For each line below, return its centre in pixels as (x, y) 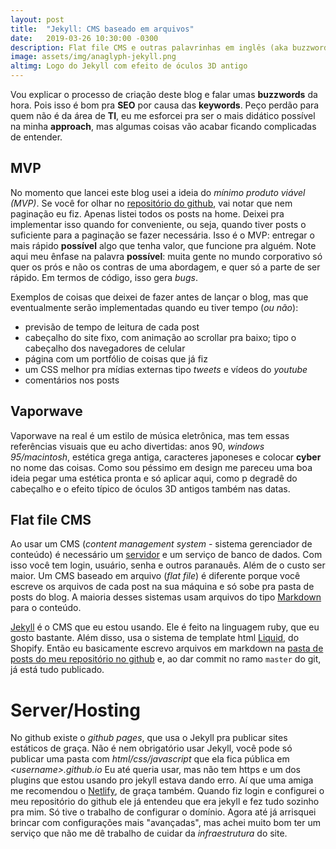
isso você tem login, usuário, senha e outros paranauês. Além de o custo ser (168, 565)
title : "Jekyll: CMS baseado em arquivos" (102, 29)
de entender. (36, 137)
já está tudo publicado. (57, 670)
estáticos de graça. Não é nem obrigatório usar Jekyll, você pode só (151, 748)
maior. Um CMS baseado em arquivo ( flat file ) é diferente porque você (155, 576)
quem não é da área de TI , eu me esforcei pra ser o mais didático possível (163, 115)
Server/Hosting (75, 710)
